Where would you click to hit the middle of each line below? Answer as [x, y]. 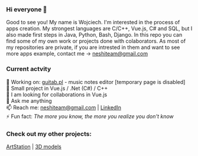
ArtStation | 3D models [34, 147]
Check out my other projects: [49, 134]
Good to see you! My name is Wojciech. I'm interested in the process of [93, 22]
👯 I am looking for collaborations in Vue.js [57, 95]
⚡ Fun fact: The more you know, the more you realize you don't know [90, 116]
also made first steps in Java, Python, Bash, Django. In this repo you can [94, 35]
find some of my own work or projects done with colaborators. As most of [96, 41]
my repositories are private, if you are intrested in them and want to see [93, 47]
